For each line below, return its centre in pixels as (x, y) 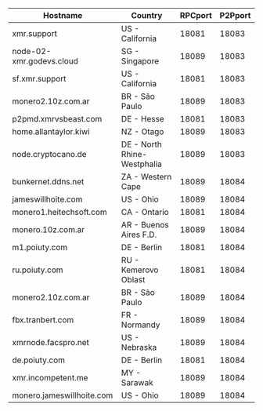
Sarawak (137, 382)
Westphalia (142, 164)
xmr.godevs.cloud (45, 61)
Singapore (140, 61)
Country (147, 15)
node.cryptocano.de (50, 154)
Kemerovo (140, 270)
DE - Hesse (142, 119)
